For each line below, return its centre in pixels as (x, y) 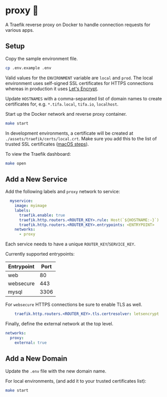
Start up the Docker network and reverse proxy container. (66, 114)
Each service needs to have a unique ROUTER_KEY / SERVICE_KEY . (70, 244)
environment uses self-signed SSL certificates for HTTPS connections (79, 83)
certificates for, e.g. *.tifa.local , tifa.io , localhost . (62, 104)
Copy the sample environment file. (41, 58)
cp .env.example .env (28, 68)
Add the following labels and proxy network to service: (63, 192)
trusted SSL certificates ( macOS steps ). (47, 144)
